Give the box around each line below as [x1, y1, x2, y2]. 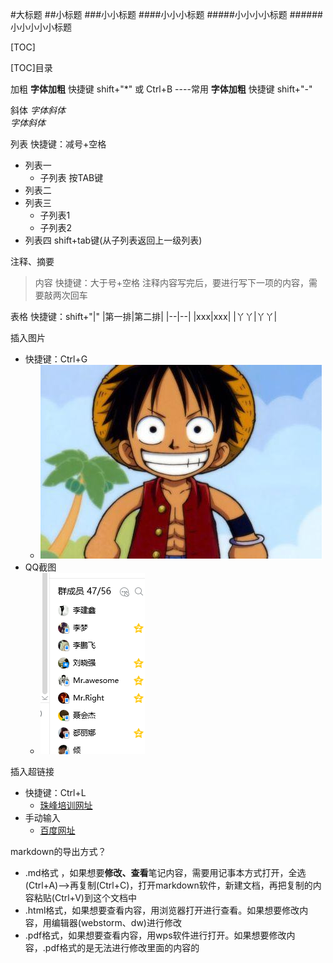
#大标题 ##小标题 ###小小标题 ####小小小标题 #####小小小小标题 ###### [10, 9, 323, 20]
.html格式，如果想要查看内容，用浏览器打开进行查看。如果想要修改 [24, 904, 300, 916]
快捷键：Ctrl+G [24, 353, 88, 365]
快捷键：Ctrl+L [24, 787, 87, 798]
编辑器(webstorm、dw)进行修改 [51, 917, 182, 928]
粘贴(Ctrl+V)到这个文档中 [33, 892, 137, 903]
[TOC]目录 [10, 62, 53, 73]
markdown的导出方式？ [10, 846, 107, 857]
